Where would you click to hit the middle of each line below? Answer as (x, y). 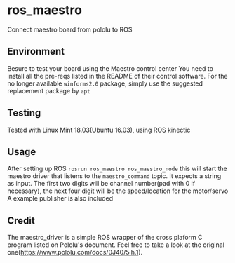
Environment (36, 52)
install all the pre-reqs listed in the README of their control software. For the (117, 76)
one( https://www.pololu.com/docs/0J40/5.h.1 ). (75, 252)
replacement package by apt (49, 90)
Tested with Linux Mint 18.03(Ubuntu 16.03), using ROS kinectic (99, 130)
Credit (21, 221)
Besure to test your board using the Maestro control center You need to (110, 68)
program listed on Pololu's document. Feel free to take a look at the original (116, 245)
